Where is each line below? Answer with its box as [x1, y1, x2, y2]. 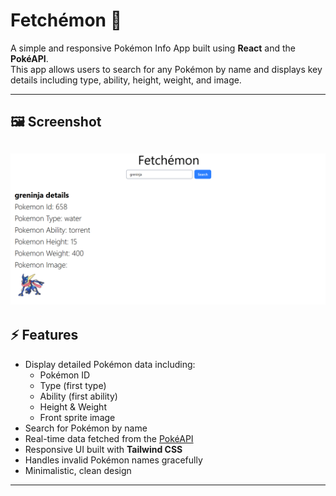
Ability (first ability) [39, 390, 118, 402]
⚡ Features [10, 327, 79, 344]
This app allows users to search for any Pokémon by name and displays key [10, 63, 323, 75]
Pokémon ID [39, 369, 91, 381]
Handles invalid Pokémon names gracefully [24, 454, 203, 466]
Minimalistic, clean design [24, 464, 132, 476]
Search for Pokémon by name [24, 422, 148, 434]
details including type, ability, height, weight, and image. [10, 74, 242, 86]
